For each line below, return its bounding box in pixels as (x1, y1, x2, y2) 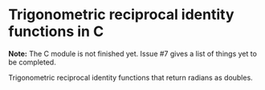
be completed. (8, 57, 56, 67)
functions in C (8, 22, 104, 41)
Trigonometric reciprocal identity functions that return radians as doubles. (8, 72, 253, 82)
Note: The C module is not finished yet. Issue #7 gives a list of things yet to (8, 49, 257, 58)
